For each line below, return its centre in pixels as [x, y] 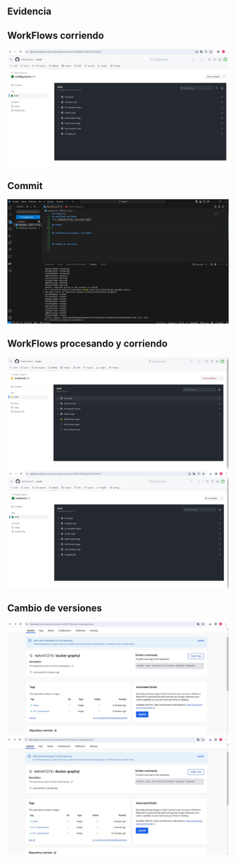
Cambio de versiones [55, 608]
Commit [25, 186]
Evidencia [29, 12]
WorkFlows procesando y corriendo [87, 343]
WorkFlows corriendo [55, 36]
